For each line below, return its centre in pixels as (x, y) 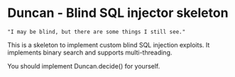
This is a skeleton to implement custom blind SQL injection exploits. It (109, 45)
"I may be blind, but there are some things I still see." (97, 32)
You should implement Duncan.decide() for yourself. (84, 66)
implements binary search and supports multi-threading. (90, 52)
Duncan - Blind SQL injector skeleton (118, 13)
